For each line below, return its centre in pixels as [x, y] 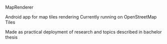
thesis [12, 37]
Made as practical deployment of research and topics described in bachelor [83, 32]
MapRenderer [19, 7]
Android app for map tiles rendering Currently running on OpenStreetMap [81, 17]
